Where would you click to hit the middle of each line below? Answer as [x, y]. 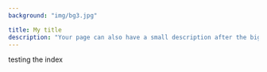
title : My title [35, 30]
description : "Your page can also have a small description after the [128, 37]
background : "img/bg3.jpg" [53, 15]
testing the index [36, 59]
